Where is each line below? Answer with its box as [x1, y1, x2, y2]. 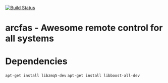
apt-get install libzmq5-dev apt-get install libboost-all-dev [5, 73, 140, 78]
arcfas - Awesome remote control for [5, 22, 163, 33]
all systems [5, 33, 54, 44]
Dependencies [5, 55, 68, 67]
